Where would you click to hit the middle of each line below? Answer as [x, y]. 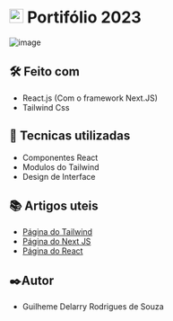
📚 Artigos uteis [54, 205]
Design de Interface [59, 176]
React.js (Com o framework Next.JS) [90, 98]
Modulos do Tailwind [61, 167]
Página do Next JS [56, 242]
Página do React [52, 251]
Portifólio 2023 [84, 18]
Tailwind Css [46, 107]
